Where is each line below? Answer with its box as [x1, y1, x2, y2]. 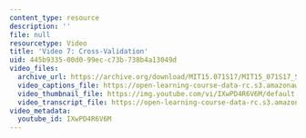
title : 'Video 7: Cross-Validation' [9, 47, 148, 56]
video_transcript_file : [17, 97, 107, 107]
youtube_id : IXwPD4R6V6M [17, 114, 112, 123]
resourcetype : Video [9, 38, 88, 48]
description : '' [9, 22, 71, 31]
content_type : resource [9, 13, 100, 23]
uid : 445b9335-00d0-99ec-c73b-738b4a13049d [9, 55, 178, 64]
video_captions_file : [17, 81, 100, 90]
